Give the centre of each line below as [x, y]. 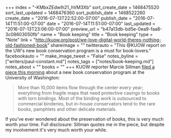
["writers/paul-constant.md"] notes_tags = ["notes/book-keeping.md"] [80, 61]
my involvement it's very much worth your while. [56, 130]
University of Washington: [33, 78]
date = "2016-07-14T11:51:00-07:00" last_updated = [101, 23]
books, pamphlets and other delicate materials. [67, 109]
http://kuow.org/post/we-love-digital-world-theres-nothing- [99, 40]
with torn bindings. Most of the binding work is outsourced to [82, 98]
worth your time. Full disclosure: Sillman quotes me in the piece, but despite [85, 125]
